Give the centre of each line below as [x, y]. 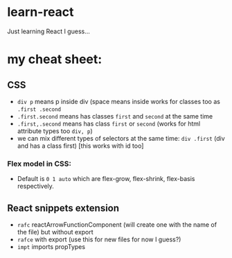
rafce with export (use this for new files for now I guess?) [99, 239]
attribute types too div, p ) [55, 131]
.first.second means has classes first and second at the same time [115, 116]
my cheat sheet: [55, 59]
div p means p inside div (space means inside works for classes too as [118, 101]
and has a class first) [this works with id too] [80, 146]
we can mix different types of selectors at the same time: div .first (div [121, 138]
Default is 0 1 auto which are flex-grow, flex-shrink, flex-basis [106, 179]
